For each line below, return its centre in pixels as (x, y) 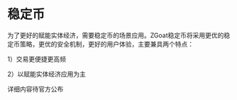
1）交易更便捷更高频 (37, 59)
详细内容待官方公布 (35, 89)
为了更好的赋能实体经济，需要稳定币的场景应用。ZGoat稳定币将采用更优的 (116, 35)
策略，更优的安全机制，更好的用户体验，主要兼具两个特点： (106, 44)
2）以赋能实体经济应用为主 (47, 74)
